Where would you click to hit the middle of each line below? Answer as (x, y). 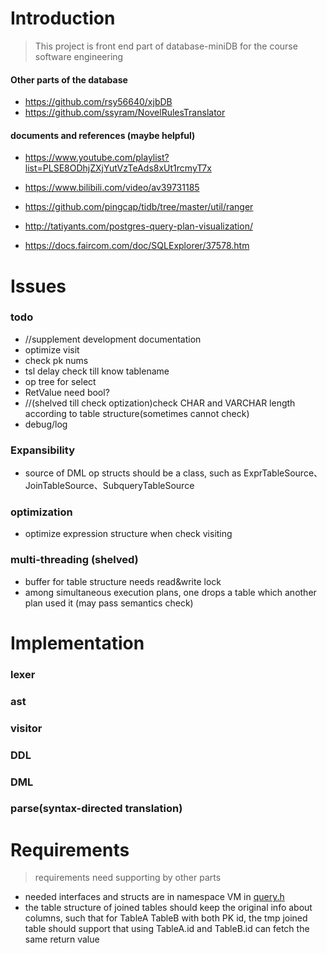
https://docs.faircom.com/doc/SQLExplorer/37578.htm (137, 246)
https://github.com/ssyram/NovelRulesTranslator (125, 113)
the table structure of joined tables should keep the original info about (168, 908)
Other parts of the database (69, 79)
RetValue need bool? (67, 392)
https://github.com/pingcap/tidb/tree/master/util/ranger (139, 207)
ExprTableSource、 (283, 473)
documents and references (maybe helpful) (103, 135)
